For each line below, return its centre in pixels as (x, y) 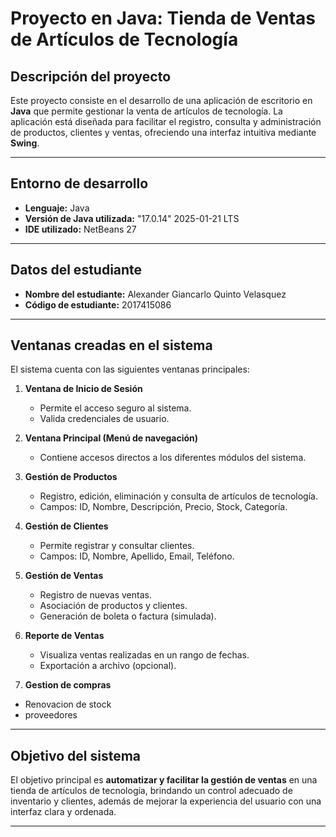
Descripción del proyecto (91, 76)
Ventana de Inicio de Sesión (83, 389)
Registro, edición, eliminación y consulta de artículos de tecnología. (178, 496)
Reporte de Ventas (64, 636)
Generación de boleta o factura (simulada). (128, 616)
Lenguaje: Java (57, 208)
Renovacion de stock (68, 704)
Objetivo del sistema (76, 755)
